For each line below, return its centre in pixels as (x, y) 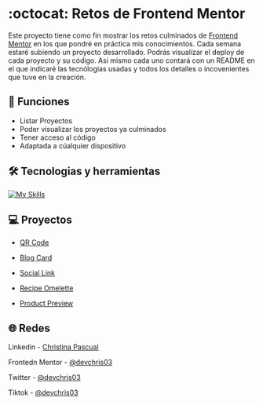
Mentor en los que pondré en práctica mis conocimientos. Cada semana (125, 43)
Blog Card (36, 258)
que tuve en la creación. (47, 77)
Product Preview (46, 304)
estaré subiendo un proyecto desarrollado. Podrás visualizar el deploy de (126, 52)
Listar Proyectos (46, 120)
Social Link (37, 273)
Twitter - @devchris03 (44, 378)
